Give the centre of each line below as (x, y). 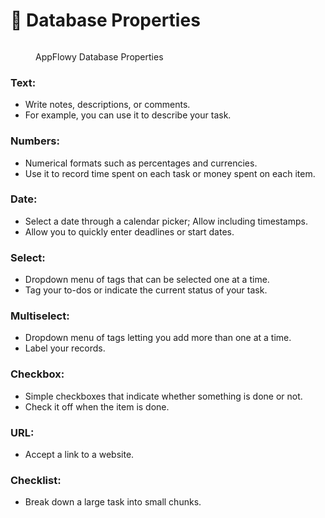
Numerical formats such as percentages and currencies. (141, 163)
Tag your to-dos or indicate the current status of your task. (146, 290)
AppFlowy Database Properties (99, 56)
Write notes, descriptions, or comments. (107, 105)
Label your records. (65, 348)
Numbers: (35, 141)
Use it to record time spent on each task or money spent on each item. (170, 173)
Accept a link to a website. (79, 455)
